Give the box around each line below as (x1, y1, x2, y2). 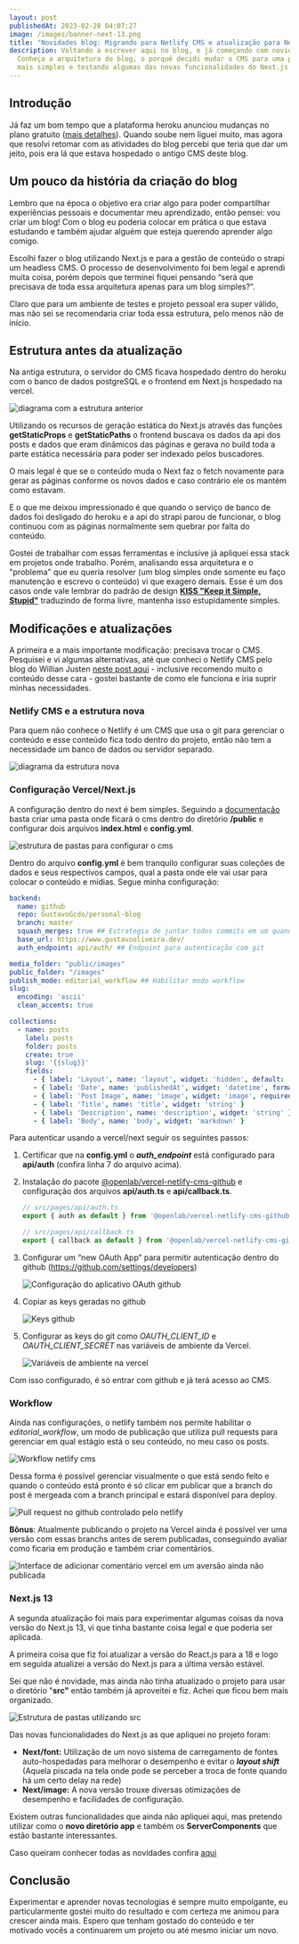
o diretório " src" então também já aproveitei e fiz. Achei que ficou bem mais (9, 1685, 289, 1695)
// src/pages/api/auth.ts (21, 1203, 118, 1213)
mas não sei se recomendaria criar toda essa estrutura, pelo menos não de (9, 308, 285, 318)
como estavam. (9, 485, 66, 496)
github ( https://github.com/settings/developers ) (21, 1261, 198, 1272)
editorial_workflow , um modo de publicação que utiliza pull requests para (9, 1427, 279, 1437)
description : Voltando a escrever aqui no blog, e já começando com (9, 46, 269, 55)
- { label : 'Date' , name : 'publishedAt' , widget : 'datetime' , (32, 1083, 269, 1092)
